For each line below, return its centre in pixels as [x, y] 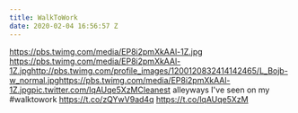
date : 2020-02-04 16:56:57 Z [64, 26]
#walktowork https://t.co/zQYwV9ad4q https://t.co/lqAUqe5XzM [129, 99]
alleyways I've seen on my [221, 90]
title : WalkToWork [44, 17]
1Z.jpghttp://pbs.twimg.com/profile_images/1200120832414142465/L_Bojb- [149, 70]
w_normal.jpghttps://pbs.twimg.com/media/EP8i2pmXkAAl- [120, 80]
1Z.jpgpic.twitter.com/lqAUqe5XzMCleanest [90, 90]
